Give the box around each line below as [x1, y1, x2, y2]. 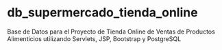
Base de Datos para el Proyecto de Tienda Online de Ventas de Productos [7, 27, 216, 36]
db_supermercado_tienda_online [7, 5, 198, 21]
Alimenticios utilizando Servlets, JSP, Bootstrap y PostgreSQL [7, 34, 182, 42]
